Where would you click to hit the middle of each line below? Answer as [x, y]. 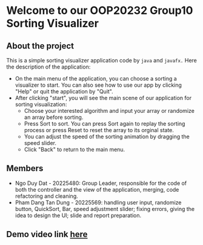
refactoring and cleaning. [46, 196]
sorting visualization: [41, 104]
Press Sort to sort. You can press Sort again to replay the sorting [105, 124]
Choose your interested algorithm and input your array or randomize [109, 111]
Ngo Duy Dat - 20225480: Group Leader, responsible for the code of [101, 183]
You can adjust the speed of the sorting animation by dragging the [107, 136]
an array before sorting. [54, 117]
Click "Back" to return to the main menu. [75, 149]
